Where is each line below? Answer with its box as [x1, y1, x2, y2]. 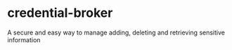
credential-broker [7, 5, 113, 21]
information [7, 35, 41, 44]
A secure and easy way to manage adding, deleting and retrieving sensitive [7, 28, 225, 37]
